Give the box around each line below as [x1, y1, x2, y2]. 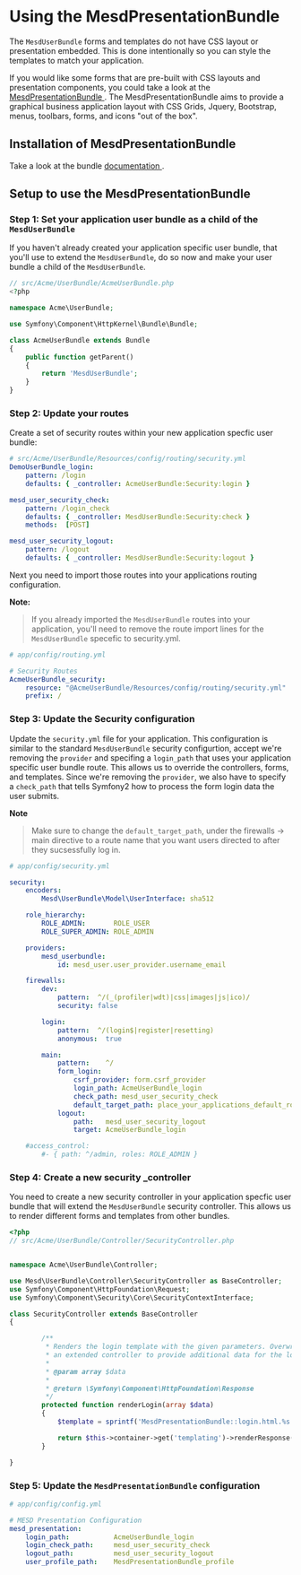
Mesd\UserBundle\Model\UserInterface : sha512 [41, 894, 215, 903]
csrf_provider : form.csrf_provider [73, 1075, 206, 1084]
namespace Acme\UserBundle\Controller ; [9, 1260, 159, 1270]
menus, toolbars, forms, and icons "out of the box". [9, 110, 199, 121]
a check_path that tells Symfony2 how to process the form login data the [9, 780, 275, 791]
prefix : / [25, 692, 63, 700]
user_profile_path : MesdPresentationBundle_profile [25, 1558, 235, 1567]
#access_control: [25, 1142, 90, 1151]
